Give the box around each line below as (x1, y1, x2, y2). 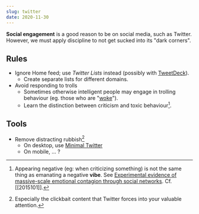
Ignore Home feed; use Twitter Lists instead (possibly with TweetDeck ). (14, 69, 190, 77)
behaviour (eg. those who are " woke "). (23, 95, 118, 102)
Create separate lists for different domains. (23, 76, 129, 83)
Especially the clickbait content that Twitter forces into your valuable (14, 196, 182, 203)
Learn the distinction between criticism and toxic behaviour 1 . (23, 101, 172, 109)
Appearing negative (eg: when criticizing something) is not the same (14, 165, 182, 172)
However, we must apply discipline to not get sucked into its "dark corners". (6, 37, 191, 44)
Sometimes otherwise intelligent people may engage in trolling (23, 88, 176, 95)
